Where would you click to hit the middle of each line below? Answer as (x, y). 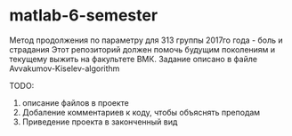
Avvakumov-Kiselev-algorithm (65, 68)
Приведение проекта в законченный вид (100, 122)
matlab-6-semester (84, 16)
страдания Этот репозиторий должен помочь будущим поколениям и (142, 49)
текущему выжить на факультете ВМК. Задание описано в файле (134, 59)
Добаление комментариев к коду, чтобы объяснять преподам (141, 112)
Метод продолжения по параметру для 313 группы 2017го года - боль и (146, 40)
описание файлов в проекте (75, 102)
